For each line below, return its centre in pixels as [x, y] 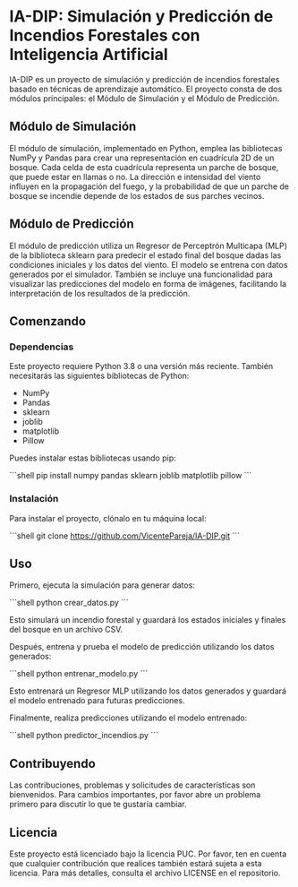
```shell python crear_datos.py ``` [69, 603]
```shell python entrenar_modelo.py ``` [79, 674]
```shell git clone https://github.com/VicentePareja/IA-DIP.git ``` [124, 536]
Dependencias [42, 347]
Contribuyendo [52, 763]
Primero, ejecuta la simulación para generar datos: [102, 585]
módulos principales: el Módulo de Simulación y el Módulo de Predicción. [145, 98]
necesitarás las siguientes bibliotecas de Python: [99, 376]
